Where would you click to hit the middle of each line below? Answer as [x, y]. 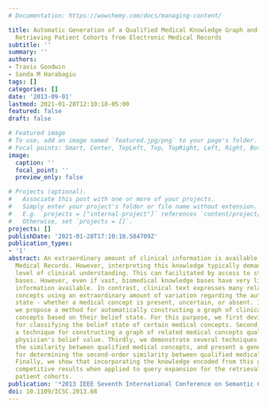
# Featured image [37, 133]
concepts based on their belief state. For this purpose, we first [130, 318]
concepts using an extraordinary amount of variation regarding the [131, 295]
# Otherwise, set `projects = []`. [71, 221]
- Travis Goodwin [37, 67]
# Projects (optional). [48, 192]
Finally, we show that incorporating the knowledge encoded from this [135, 362]
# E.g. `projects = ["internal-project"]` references [103, 214]
